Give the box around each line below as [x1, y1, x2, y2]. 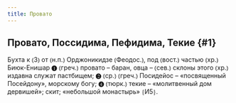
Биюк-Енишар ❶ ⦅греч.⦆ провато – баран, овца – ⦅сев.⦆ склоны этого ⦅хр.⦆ [7, 63, 229, 72]
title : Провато [7, 10, 53, 18]
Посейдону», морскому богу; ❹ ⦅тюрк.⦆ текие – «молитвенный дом [7, 80, 212, 88]
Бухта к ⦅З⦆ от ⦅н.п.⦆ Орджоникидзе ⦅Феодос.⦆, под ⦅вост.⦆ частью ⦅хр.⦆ [7, 55, 219, 64]
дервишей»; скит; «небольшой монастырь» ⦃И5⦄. [7, 87, 159, 96]
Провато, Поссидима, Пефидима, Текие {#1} [7, 37, 217, 49]
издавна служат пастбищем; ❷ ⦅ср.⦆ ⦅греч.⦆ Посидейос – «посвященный [7, 72, 226, 80]
